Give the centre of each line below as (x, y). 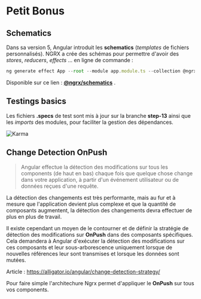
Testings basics (36, 101)
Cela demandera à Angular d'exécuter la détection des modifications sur (95, 241)
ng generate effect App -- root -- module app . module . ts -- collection (93, 71)
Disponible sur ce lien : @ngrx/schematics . (61, 83)
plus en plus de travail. (34, 216)
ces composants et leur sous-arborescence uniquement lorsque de (89, 247)
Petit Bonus (35, 11)
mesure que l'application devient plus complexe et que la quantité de (91, 204)
